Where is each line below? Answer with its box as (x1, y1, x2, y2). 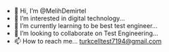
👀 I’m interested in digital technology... (13, 14, 125, 22)
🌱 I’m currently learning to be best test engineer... (13, 22, 158, 30)
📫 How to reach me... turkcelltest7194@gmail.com (13, 37, 162, 45)
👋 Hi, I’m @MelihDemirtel (13, 7, 87, 15)
